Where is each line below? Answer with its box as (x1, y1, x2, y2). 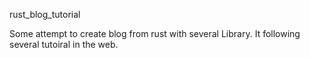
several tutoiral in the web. (9, 39, 119, 50)
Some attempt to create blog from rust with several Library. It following (9, 28, 301, 39)
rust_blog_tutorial (9, 9, 81, 20)
